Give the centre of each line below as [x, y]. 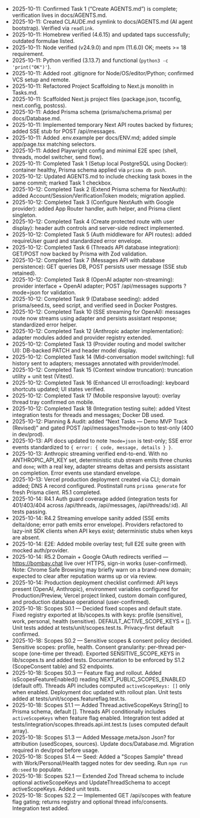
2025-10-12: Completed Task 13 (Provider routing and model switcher [99, 344]
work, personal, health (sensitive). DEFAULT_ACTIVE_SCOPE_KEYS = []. [102, 621]
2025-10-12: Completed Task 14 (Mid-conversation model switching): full [103, 357]
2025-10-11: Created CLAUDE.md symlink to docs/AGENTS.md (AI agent [102, 22]
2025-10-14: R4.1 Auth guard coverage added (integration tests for [95, 499]
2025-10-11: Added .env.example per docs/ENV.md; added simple [94, 138]
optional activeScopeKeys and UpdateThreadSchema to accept [91, 783]
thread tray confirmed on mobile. [53, 402]
